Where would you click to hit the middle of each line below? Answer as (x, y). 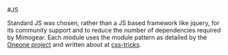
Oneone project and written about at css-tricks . (74, 44)
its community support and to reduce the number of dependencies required (114, 30)
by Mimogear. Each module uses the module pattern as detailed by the (107, 37)
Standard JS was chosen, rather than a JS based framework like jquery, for (113, 23)
